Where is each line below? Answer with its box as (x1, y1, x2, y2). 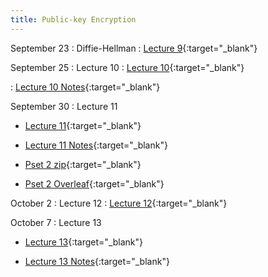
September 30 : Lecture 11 (10, 100, 118, 112)
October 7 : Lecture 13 (10, 216, 102, 228)
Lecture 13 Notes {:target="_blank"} (24, 255, 170, 267)
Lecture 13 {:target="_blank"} (24, 236, 144, 248)
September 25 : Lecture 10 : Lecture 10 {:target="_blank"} (10, 61, 245, 73)
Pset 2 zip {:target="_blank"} (24, 158, 142, 170)
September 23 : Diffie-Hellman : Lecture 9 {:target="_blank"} (10, 42, 258, 54)
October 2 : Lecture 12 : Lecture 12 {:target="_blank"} (10, 197, 228, 209)
